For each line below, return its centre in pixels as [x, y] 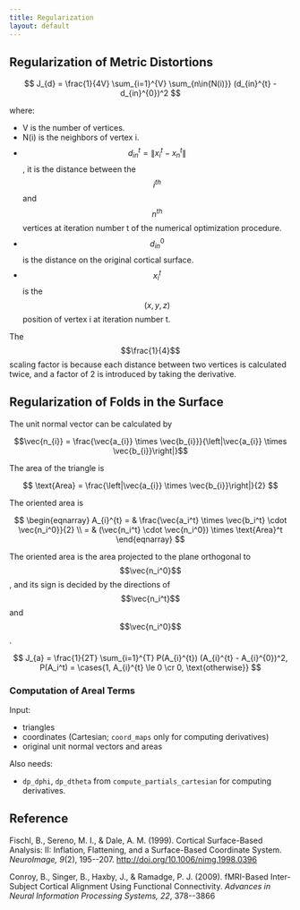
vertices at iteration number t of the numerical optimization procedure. [152, 228]
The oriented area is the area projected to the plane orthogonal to [130, 556]
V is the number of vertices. [73, 128]
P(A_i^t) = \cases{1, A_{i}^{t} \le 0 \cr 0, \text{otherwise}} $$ [150, 667]
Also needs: [31, 764]
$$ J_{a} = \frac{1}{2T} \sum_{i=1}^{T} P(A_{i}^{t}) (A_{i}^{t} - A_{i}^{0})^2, [150, 657]
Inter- [280, 876]
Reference [39, 819]
